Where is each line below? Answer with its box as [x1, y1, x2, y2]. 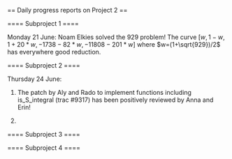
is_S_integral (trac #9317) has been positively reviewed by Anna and [17, 96, 214, 104]
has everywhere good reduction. [7, 48, 101, 56]
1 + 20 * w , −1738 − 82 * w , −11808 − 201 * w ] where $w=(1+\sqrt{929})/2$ [7, 40, 221, 48]
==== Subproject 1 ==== [7, 20, 79, 27]
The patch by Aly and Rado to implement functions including [17, 89, 192, 96]
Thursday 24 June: [7, 75, 62, 83]
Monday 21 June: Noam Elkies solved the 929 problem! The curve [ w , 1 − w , [7, 33, 225, 41]
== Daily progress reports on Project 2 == [7, 6, 128, 14]
